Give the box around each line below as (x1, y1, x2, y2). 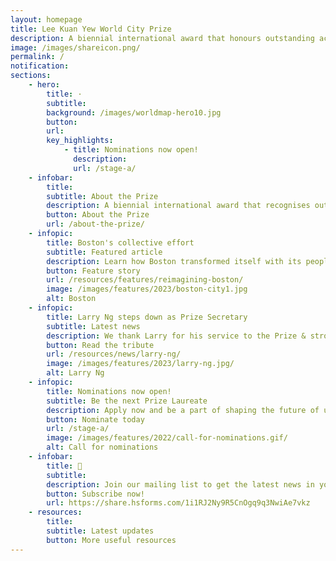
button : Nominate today (46, 414, 145, 425)
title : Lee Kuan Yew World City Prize (10, 24, 172, 34)
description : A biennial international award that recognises (46, 201, 311, 211)
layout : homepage (10, 14, 83, 25)
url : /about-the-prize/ (46, 219, 145, 230)
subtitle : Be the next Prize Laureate (46, 396, 208, 406)
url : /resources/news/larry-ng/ (46, 349, 182, 360)
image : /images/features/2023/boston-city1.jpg (46, 284, 248, 295)
